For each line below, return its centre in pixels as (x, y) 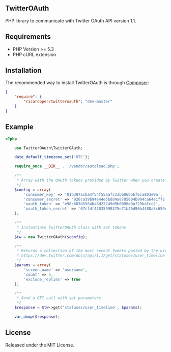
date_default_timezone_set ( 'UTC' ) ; (52, 157)
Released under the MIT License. (40, 345)
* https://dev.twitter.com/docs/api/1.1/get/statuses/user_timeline (91, 256)
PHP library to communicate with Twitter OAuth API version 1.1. (71, 20)
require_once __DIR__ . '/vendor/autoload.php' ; (67, 166)
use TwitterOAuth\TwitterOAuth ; (49, 148)
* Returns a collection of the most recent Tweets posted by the (87, 251)
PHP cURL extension (34, 54)
